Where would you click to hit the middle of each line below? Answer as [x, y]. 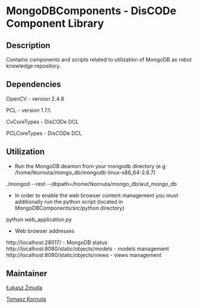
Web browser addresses [45, 231]
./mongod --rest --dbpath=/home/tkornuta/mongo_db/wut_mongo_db [92, 184]
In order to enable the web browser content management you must [97, 195]
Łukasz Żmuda [24, 288]
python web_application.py [39, 219]
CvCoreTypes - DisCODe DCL [42, 121]
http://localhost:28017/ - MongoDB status [57, 242]
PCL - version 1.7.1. [29, 110]
